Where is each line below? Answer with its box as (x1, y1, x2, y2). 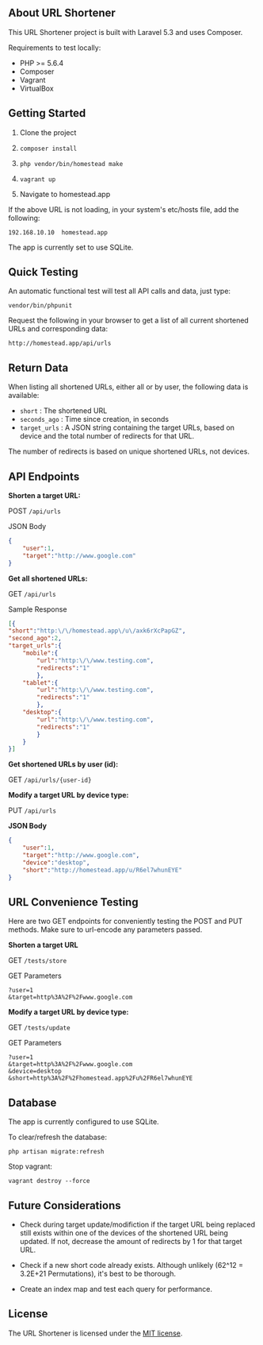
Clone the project (19, 127, 77, 137)
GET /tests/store (8, 956, 67, 965)
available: (8, 391, 40, 400)
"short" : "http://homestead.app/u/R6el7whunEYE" (22, 866, 182, 874)
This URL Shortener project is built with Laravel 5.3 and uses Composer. (8, 27, 243, 37)
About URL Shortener (8, 6, 116, 20)
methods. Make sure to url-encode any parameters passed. (8, 925, 203, 934)
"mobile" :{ (22, 649, 59, 658)
